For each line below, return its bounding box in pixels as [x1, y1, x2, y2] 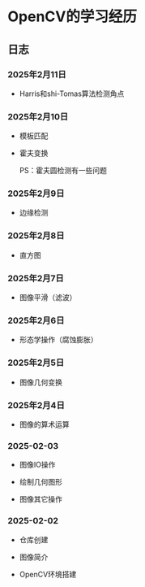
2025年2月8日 [7, 230, 65, 241]
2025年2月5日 [7, 357, 65, 368]
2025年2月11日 [7, 68, 66, 80]
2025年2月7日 [7, 272, 64, 284]
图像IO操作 [19, 460, 56, 470]
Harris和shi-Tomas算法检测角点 [19, 89, 125, 98]
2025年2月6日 [7, 315, 65, 326]
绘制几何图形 [19, 477, 62, 487]
